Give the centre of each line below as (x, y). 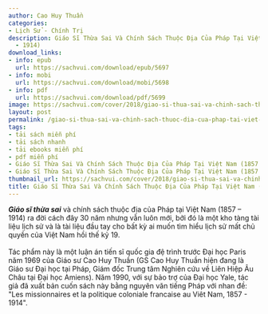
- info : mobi (30, 75)
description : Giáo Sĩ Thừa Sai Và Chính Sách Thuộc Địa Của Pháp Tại (126, 38)
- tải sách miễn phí (43, 134)
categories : (28, 23)
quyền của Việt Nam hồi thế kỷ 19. (64, 235)
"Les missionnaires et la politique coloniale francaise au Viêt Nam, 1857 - (128, 294)
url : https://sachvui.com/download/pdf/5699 (91, 97)
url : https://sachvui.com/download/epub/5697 (93, 68)
